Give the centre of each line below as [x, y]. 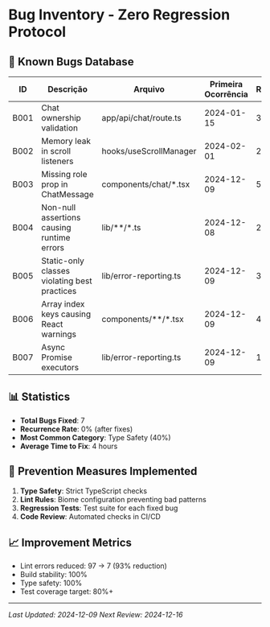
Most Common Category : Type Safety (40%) [95, 437]
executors [60, 367]
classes [56, 271]
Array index [63, 304]
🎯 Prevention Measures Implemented [103, 471]
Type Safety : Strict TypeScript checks [83, 491]
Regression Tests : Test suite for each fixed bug [99, 508]
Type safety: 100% [51, 583]
